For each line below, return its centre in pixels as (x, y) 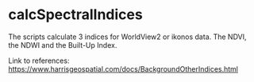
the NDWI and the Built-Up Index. (63, 45)
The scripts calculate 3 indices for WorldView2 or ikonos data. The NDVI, (128, 37)
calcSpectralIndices (75, 15)
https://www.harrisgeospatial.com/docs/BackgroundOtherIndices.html (123, 68)
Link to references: (39, 61)
